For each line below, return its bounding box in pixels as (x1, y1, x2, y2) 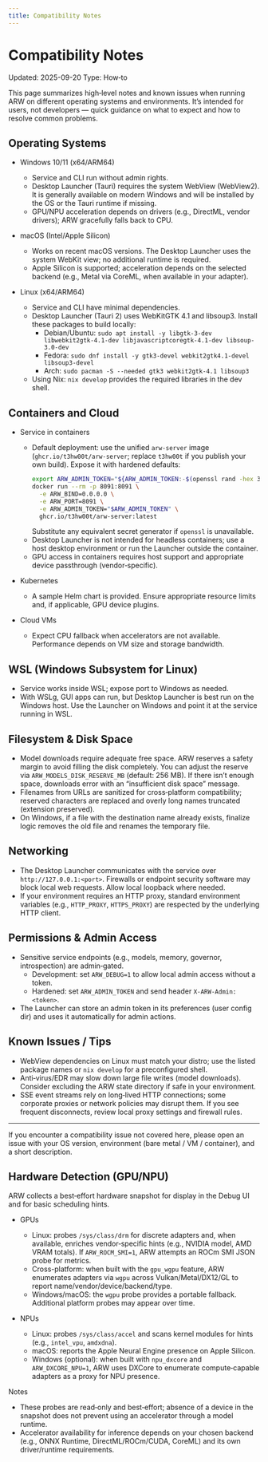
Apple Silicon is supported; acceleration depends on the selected (31, 263, 247, 273)
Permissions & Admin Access (8, 931, 157, 945)
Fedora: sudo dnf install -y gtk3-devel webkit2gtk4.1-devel (43, 350, 250, 360)
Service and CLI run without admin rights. (31, 173, 169, 183)
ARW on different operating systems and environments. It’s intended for (8, 97, 244, 106)
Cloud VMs (19, 615, 57, 625)
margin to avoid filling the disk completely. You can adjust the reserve (19, 762, 249, 772)
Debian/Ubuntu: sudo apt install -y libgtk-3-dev (43, 328, 213, 338)
